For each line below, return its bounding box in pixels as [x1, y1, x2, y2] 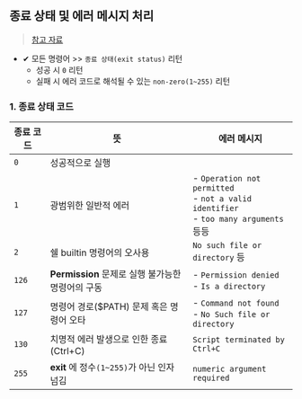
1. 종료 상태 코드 [9, 100, 74, 112]
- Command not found [192, 297, 280, 309]
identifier [192, 203, 240, 214]
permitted [192, 183, 235, 193]
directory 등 [192, 251, 245, 263]
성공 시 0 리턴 [35, 64, 84, 75]
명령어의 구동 [49, 281, 103, 294]
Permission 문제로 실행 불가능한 [49, 268, 182, 280]
